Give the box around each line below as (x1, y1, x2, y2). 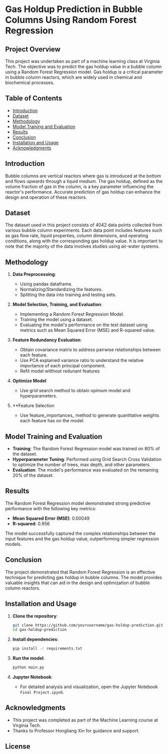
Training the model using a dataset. (20, 317, 93, 323)
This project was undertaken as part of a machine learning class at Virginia (5, 58, 160, 64)
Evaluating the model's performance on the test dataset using (20, 322, 148, 328)
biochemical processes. (5, 79, 55, 85)
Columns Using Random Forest (5, 14, 137, 26)
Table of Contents (5, 94, 63, 103)
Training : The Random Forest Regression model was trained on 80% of (12, 446, 160, 452)
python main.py (12, 665, 45, 670)
